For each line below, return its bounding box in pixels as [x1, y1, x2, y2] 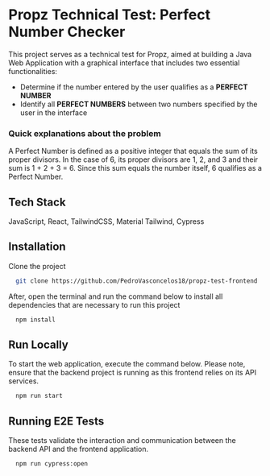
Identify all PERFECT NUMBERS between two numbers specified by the [19, 99, 258, 109]
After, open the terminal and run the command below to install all [8, 292, 223, 301]
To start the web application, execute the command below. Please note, [8, 359, 246, 369]
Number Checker [8, 23, 126, 41]
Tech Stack [8, 195, 66, 209]
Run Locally [8, 338, 69, 351]
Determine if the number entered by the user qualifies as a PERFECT [19, 82, 248, 92]
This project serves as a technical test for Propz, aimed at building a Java [8, 49, 252, 59]
